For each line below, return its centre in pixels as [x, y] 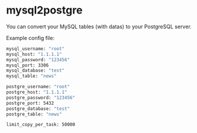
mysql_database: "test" [35, 71]
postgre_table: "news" [34, 114]
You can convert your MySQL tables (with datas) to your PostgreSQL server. [99, 26]
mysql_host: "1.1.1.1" [34, 54]
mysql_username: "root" [35, 49]
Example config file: [30, 38]
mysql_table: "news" [32, 76]
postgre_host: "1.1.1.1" [37, 92]
